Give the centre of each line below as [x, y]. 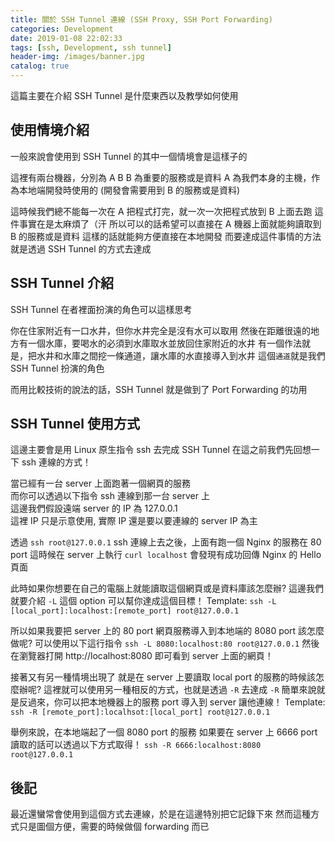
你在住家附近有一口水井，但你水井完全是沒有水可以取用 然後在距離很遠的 [160, 330]
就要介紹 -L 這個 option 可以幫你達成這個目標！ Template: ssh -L [143, 601]
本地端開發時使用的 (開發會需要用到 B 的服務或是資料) [129, 190]
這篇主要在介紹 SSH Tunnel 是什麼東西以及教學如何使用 [124, 95]
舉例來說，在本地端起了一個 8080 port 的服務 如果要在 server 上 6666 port [164, 732]
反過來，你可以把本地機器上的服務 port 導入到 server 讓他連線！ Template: [172, 702]
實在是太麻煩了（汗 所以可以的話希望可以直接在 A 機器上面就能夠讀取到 [174, 223]
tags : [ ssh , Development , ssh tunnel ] [91, 47]
